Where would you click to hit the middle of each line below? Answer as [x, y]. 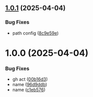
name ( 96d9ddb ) [30, 85]
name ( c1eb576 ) [29, 90]
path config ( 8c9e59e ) [35, 33]
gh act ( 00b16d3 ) [30, 79]
